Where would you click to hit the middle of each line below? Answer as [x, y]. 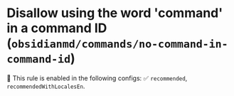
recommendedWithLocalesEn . [46, 86]
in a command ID [57, 28]
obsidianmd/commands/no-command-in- [119, 44]
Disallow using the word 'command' [115, 13]
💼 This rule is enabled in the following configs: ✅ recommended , [97, 78]
